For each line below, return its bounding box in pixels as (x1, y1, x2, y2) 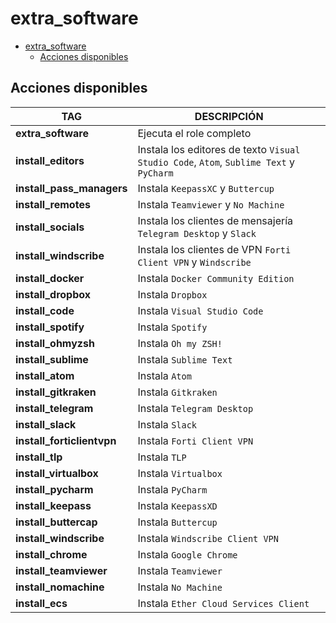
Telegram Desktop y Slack (137, 226, 257, 240)
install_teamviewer (15, 563, 108, 577)
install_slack (15, 417, 77, 431)
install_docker (15, 271, 85, 285)
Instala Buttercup (137, 515, 218, 529)
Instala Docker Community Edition (137, 271, 295, 285)
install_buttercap (15, 515, 98, 529)
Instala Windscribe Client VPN (137, 531, 279, 545)
